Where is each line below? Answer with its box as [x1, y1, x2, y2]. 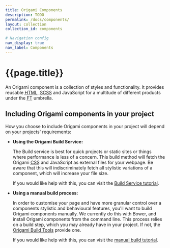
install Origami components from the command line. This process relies [12, 216, 162, 222]
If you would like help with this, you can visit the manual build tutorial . [12, 237, 159, 243]
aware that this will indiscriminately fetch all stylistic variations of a [12, 164, 153, 171]
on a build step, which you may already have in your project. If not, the [12, 221, 160, 228]
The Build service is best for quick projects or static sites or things [12, 148, 152, 155]
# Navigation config [5, 36, 49, 41]
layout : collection [5, 21, 47, 27]
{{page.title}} [5, 67, 64, 79]
